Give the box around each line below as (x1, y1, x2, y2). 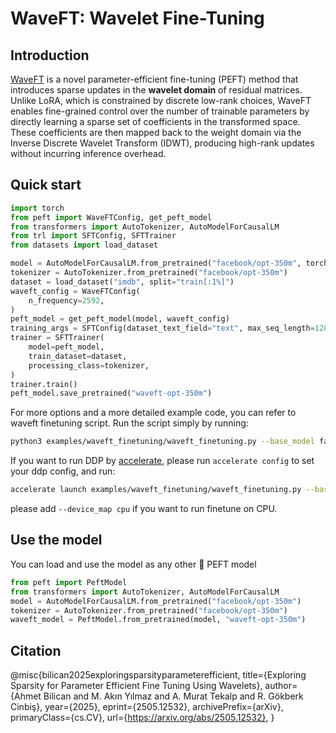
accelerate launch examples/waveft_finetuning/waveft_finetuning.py (10, 485, 302, 495)
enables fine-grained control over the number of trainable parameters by (10, 105, 310, 117)
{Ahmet (10, 690, 42, 702)
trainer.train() (10, 379, 78, 389)
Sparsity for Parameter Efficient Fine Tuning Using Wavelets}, (10, 680, 263, 692)
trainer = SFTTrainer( (10, 333, 105, 343)
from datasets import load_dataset (10, 240, 159, 251)
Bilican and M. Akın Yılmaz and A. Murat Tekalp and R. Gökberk (43, 690, 304, 702)
